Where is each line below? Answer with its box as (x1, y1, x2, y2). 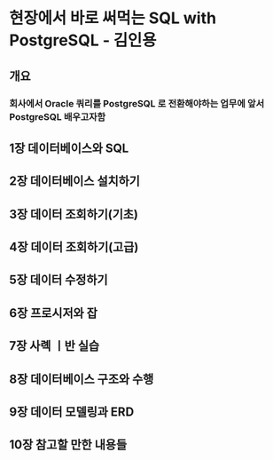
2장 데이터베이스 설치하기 (9, 174, 140, 189)
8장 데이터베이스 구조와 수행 (9, 371, 154, 386)
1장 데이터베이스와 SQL (9, 140, 129, 155)
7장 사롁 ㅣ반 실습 (9, 338, 100, 353)
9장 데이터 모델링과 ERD (9, 405, 135, 420)
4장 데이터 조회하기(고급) (9, 240, 139, 255)
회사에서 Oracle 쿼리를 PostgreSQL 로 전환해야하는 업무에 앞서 (9, 97, 264, 109)
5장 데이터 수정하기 (9, 273, 108, 288)
